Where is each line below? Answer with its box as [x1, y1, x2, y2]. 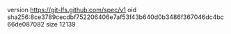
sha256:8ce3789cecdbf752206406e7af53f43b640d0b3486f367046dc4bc [7, 13, 224, 21]
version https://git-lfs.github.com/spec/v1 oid [7, 6, 137, 14]
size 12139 [46, 20, 76, 28]
